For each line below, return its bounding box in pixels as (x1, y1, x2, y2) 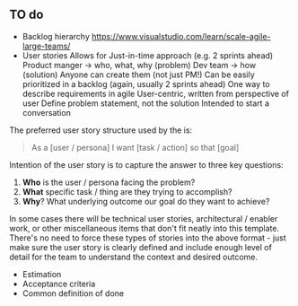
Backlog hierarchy (22, 31, 90, 41)
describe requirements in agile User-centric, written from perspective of (22, 88, 290, 99)
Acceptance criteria (22, 278, 96, 289)
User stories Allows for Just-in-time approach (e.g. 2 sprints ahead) (22, 49, 274, 61)
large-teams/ (22, 40, 71, 51)
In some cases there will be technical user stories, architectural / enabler (9, 213, 278, 223)
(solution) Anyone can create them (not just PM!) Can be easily (22, 69, 256, 80)
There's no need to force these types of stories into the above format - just (9, 232, 287, 243)
